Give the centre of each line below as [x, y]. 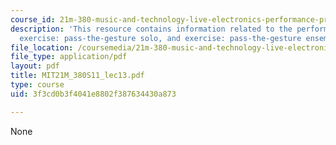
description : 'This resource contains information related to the [151, 29]
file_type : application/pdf [69, 57]
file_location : [42, 47]
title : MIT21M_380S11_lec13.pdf [77, 76]
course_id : [33, 19]
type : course [37, 85]
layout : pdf [35, 66]
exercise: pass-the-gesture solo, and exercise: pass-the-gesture [160, 38]
